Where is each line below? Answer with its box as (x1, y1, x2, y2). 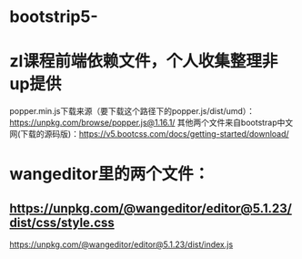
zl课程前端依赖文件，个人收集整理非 (9, 51, 278, 72)
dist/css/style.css (9, 214, 116, 230)
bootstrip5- (9, 6, 98, 27)
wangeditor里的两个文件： (9, 164, 210, 184)
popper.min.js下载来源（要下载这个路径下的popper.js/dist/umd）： (9, 106, 256, 117)
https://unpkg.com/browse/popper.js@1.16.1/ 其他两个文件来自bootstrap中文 (9, 117, 294, 129)
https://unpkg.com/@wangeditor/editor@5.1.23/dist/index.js (9, 239, 234, 250)
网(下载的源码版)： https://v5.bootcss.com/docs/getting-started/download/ (9, 129, 289, 140)
